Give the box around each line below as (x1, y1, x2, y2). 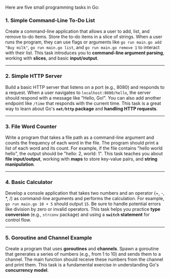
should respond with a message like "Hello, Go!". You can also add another (5, 95, 161, 101)
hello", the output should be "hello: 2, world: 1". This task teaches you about (5, 150, 163, 156)
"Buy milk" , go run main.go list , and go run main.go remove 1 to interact (5, 44, 160, 51)
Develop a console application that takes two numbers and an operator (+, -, (5, 190, 165, 196)
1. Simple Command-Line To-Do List (5, 17, 95, 24)
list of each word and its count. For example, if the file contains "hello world (5, 145, 163, 151)
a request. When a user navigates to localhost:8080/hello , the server (5, 89, 151, 96)
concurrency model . (5, 267, 49, 273)
